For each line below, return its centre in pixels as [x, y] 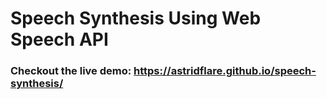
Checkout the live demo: [71, 71]
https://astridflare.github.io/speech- [225, 71]
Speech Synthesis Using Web [136, 18]
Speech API [59, 39]
